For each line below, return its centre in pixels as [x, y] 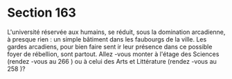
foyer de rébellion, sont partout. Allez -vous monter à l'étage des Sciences [113, 54]
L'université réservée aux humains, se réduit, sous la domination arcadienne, [116, 32]
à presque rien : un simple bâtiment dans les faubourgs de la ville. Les [107, 39]
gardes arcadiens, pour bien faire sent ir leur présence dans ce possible [110, 46]
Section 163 [42, 13]
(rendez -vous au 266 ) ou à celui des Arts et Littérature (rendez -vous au [112, 61]
